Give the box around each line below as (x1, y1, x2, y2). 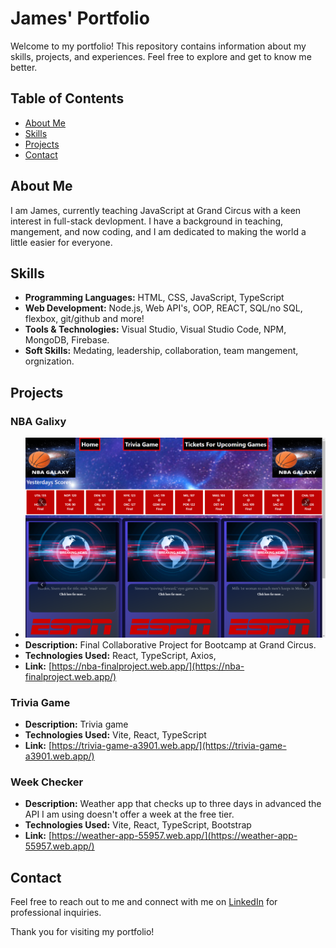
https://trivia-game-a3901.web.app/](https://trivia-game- (51, 740, 287, 752)
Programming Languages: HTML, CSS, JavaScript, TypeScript (24, 292, 285, 304)
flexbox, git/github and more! (24, 313, 145, 325)
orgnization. (24, 355, 75, 367)
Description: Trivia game (24, 718, 129, 731)
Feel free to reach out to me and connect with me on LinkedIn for (10, 896, 278, 908)
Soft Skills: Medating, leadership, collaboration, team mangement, (24, 345, 299, 357)
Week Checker (10, 775, 84, 789)
